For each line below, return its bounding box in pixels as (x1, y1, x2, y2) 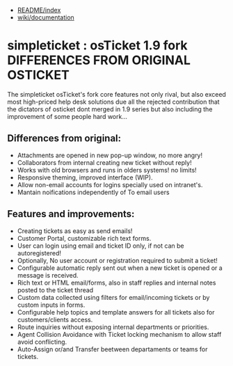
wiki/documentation (17, 13, 74, 22)
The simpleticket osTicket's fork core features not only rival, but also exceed (7, 90, 226, 98)
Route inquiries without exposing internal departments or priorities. (17, 323, 209, 331)
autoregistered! (17, 248, 61, 257)
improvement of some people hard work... (7, 112, 127, 120)
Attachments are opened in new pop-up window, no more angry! (17, 151, 203, 159)
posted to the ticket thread (17, 285, 94, 294)
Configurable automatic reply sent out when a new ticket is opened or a (17, 264, 223, 272)
